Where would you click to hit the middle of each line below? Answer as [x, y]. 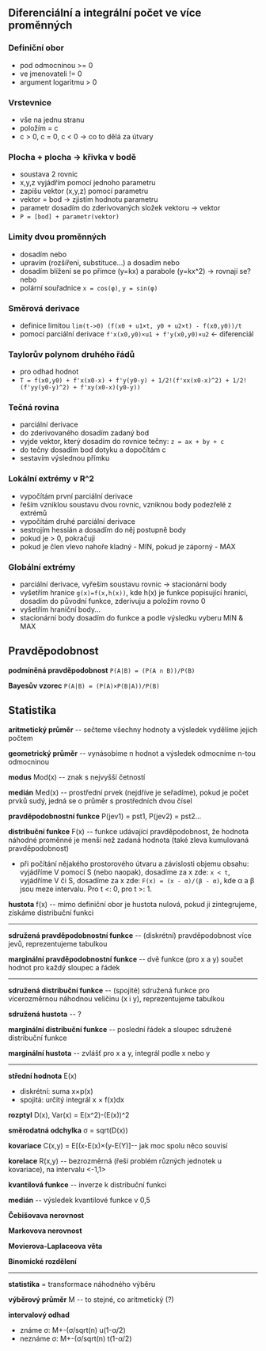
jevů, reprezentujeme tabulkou [58, 943]
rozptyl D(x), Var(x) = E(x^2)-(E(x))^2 [69, 1114]
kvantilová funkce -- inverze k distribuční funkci [87, 1184]
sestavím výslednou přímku [65, 458]
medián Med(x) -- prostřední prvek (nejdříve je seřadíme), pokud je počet [129, 792]
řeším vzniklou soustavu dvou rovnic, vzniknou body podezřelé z [125, 504]
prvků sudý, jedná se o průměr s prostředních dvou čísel [100, 801]
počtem [21, 738]
